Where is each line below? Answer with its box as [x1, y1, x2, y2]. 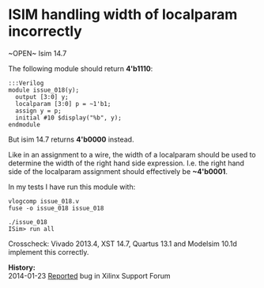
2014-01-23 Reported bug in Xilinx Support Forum [8, 271, 171, 280]
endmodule [8, 120, 41, 128]
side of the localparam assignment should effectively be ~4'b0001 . [8, 166, 228, 176]
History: [8, 263, 36, 272]
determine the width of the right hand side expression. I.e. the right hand [8, 158, 245, 168]
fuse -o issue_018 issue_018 [8, 204, 104, 212]
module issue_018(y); [8, 85, 80, 94]
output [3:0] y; [15, 93, 69, 100]
